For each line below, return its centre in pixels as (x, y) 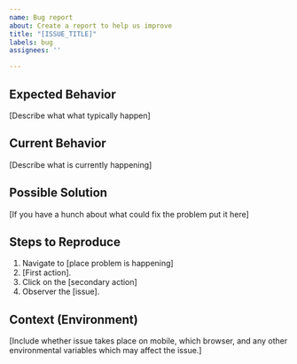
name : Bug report (41, 17)
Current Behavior (58, 143)
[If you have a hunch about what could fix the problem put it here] (129, 214)
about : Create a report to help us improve (91, 26)
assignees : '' (35, 51)
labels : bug (31, 42)
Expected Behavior (63, 94)
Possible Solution (59, 193)
